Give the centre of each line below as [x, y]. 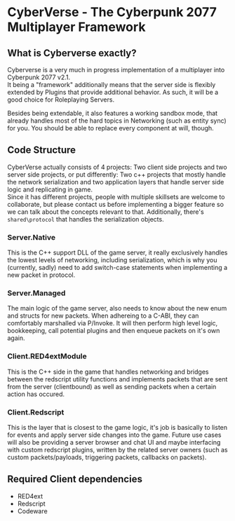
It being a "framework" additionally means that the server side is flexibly [112, 84]
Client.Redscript [36, 412]
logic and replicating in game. [50, 189]
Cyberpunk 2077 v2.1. [39, 77]
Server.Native [32, 237]
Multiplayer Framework [76, 27]
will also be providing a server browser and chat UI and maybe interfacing [114, 442]
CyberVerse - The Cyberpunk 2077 [112, 12]
